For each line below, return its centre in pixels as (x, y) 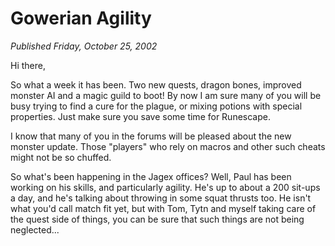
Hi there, (28, 65)
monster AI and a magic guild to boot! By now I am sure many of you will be (166, 95)
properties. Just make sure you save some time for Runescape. (140, 116)
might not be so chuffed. (61, 157)
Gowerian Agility (81, 18)
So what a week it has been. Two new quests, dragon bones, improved (156, 84)
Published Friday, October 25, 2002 (84, 46)
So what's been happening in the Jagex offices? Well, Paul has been (151, 176)
